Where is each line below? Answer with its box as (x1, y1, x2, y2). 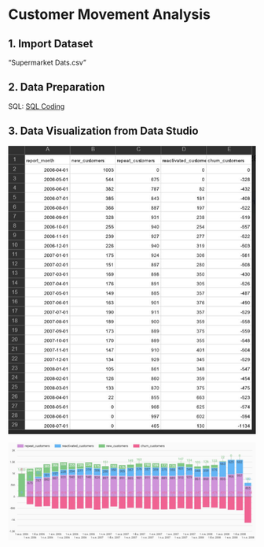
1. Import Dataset (8, 37, 93, 50)
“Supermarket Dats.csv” (8, 58, 86, 67)
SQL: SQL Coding (8, 101, 65, 111)
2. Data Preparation (8, 80, 105, 94)
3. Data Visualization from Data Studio (8, 125, 199, 138)
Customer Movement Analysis (8, 6, 211, 24)
